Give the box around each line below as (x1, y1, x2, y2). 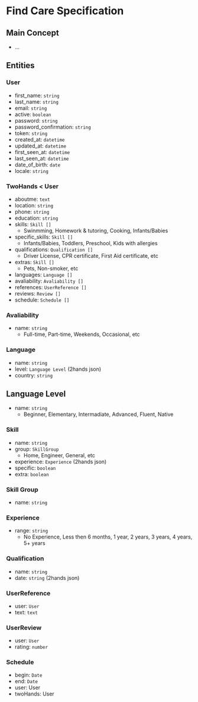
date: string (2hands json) (14, 574, 80, 581)
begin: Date (14, 671, 43, 679)
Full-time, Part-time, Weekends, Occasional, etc (23, 331, 140, 338)
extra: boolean (14, 470, 49, 477)
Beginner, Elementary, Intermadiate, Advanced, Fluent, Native (23, 411, 174, 418)
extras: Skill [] (14, 258, 54, 265)
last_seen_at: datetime (14, 155, 69, 162)
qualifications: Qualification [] (14, 246, 93, 253)
